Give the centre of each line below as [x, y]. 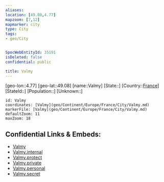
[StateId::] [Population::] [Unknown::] [44, 91]
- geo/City [17, 39]
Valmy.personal [29, 168]
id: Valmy [16, 100]
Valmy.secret [26, 174]
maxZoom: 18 [18, 118]
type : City [17, 29]
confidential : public [28, 62]
